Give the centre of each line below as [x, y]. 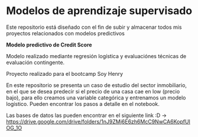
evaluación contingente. [35, 62]
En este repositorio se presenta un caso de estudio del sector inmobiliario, [97, 85]
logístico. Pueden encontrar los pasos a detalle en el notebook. [83, 103]
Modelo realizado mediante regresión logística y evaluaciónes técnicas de [96, 56]
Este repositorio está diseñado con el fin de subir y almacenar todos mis [94, 27]
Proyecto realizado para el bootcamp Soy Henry [64, 73]
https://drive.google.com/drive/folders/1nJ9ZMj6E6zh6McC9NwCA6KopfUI [98, 121]
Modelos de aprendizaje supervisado [99, 11]
